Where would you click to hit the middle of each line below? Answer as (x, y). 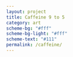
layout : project (26, 12)
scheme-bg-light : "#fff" (37, 34)
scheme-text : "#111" (32, 39)
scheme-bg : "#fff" (29, 28)
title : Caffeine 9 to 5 (36, 17)
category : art (24, 23)
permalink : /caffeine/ (34, 45)
